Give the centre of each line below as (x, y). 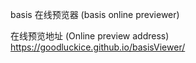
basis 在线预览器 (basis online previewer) (95, 14)
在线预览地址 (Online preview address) (90, 36)
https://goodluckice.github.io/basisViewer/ (98, 47)
